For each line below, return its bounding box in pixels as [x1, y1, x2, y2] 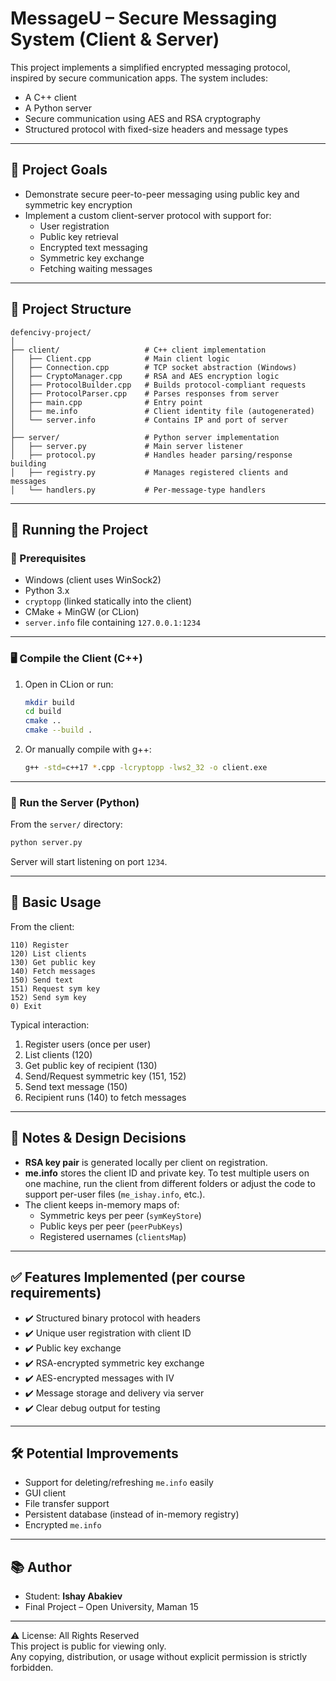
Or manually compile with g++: [24, 743, 152, 756]
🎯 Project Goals [10, 162, 108, 179]
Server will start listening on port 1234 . [10, 856, 168, 868]
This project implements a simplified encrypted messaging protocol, [10, 61, 291, 73]
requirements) [10, 1285, 102, 1302]
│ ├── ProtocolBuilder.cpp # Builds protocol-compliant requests [10, 380, 307, 390]
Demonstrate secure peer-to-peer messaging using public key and [24, 188, 300, 200]
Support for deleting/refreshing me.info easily [24, 1477, 214, 1489]
